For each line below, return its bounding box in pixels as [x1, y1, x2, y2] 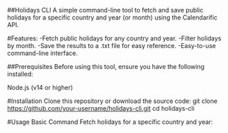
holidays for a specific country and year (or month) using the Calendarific [7, 13, 218, 22]
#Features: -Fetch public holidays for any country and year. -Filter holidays [7, 34, 222, 42]
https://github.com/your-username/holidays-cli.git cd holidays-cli [7, 104, 195, 112]
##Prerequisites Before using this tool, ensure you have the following [7, 63, 205, 70]
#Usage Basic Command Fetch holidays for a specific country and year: [7, 118, 213, 126]
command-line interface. [7, 49, 78, 57]
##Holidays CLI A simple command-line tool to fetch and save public [7, 6, 204, 14]
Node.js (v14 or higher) [7, 84, 73, 91]
